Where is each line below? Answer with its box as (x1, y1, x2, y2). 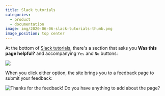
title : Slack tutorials (5, 7, 56, 13)
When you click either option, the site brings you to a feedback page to (5, 70, 154, 76)
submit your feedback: (5, 75, 52, 81)
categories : (5, 12, 31, 17)
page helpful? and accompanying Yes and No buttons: (5, 50, 118, 56)
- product (10, 17, 31, 22)
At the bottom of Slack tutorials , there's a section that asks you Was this (5, 45, 157, 51)
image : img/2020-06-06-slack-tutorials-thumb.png (5, 26, 113, 31)
